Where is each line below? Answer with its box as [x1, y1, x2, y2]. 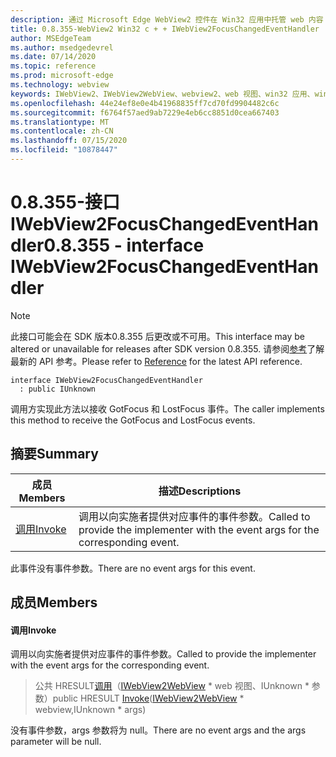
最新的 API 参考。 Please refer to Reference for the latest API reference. [10, 355, 303, 367]
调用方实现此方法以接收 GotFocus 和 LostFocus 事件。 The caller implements [10, 402, 325, 415]
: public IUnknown [19, 384, 97, 394]
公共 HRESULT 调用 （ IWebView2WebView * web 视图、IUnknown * [34, 680, 310, 692]
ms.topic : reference [10, 61, 97, 71]
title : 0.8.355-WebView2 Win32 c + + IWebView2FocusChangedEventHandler [10, 24, 320, 34]
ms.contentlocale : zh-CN [10, 126, 114, 136]
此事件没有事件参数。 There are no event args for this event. [10, 562, 256, 574]
